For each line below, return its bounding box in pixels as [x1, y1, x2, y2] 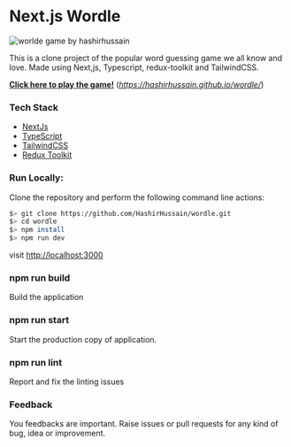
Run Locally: [9, 172, 64, 184]
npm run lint [9, 356, 63, 368]
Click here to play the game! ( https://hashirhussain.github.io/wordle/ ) [9, 79, 264, 89]
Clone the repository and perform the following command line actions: [9, 192, 265, 203]
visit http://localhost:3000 [9, 250, 103, 260]
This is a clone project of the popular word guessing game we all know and [9, 52, 283, 63]
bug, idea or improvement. [9, 428, 106, 439]
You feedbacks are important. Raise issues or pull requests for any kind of [9, 419, 279, 429]
